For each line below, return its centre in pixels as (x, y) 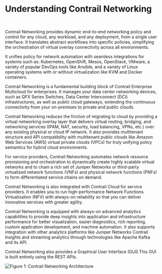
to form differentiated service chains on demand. (54, 177)
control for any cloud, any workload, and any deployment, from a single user (81, 37)
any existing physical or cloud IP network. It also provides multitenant (74, 132)
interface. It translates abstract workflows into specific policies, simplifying (80, 42)
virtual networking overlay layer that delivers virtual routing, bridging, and (78, 122)
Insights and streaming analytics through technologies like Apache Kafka (78, 237)
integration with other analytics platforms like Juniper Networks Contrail (77, 232)
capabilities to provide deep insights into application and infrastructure (75, 216)
